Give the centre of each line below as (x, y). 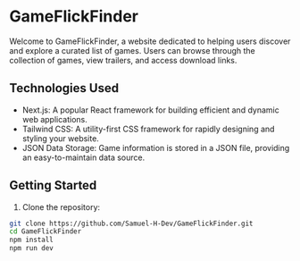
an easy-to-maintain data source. (83, 157)
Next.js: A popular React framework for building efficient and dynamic (150, 110)
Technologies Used (64, 88)
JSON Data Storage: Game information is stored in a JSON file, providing (156, 147)
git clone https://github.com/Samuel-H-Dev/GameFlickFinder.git (131, 223)
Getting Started (53, 185)
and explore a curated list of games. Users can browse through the (133, 50)
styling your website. (61, 138)
